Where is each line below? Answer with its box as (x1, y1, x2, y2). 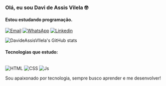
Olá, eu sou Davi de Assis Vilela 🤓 (5, 4, 89, 11)
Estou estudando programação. (5, 17, 73, 23)
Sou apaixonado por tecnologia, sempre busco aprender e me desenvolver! (5, 75, 161, 81)
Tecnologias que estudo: (5, 49, 58, 55)
